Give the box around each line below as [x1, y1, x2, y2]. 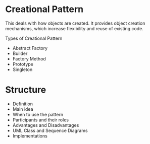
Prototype [12, 61, 34, 67]
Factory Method [12, 55, 46, 61]
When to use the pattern [12, 111, 64, 117]
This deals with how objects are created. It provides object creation [5, 20, 145, 26]
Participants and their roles [12, 117, 69, 123]
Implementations [12, 132, 48, 139]
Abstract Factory [12, 45, 48, 51]
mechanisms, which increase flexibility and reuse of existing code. [5, 25, 144, 31]
